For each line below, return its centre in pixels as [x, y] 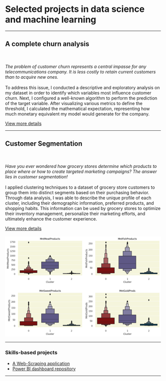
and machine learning [51, 20]
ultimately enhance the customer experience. [51, 218]
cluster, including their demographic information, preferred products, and [80, 203]
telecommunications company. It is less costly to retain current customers [81, 72]
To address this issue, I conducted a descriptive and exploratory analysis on [83, 87]
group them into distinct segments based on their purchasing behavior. [77, 192]
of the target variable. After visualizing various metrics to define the [74, 103]
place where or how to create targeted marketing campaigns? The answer [81, 171]
